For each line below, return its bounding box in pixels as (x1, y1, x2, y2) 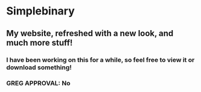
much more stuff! (6, 37, 73, 48)
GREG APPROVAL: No (6, 79, 71, 88)
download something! (6, 63, 72, 72)
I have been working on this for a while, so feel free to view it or (6, 55, 195, 64)
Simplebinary (6, 4, 75, 18)
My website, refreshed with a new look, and (6, 28, 174, 38)
